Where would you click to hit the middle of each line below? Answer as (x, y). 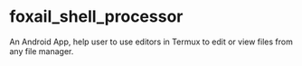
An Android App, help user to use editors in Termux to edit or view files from (151, 42)
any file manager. (42, 51)
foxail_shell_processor (96, 17)
